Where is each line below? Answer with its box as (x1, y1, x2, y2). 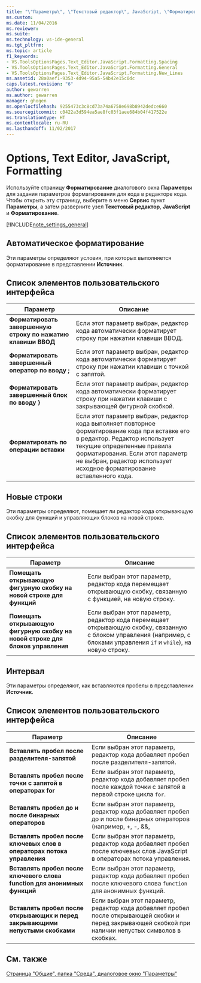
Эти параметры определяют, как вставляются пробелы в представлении (6, 682, 194, 689)
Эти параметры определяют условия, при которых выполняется (6, 254, 172, 261)
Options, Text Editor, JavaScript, (6, 151, 170, 165)
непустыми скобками (9, 926, 75, 935)
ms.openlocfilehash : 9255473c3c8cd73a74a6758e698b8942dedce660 (6, 103, 167, 110)
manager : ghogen (6, 98, 47, 104)
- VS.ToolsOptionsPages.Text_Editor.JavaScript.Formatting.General (6, 64, 178, 71)
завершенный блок (9, 390, 68, 399)
